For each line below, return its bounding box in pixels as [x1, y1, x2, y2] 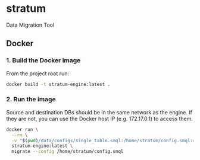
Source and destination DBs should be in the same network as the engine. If [6, 108, 192, 116]
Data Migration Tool [6, 21, 55, 28]
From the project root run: [6, 70, 70, 77]
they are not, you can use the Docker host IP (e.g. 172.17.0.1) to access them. [6, 115, 193, 122]
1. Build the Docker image [6, 56, 81, 65]
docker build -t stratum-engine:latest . [6, 81, 111, 87]
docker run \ [6, 126, 39, 132]
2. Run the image [6, 95, 56, 104]
